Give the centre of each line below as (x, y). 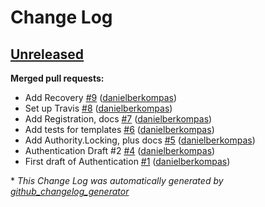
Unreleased (47, 54)
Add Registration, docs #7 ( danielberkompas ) (118, 119)
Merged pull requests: (57, 78)
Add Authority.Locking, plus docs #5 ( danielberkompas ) (140, 140)
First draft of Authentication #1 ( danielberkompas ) (127, 161)
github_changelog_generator (70, 191)
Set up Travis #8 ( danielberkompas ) (98, 108)
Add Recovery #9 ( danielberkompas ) (101, 97)
